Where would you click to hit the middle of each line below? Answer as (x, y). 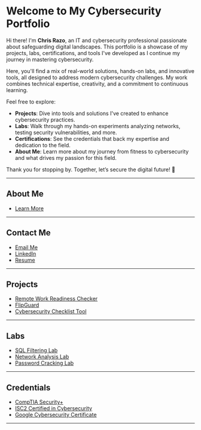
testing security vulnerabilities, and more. (66, 132)
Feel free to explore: (31, 102)
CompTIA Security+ (39, 402)
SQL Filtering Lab (36, 350)
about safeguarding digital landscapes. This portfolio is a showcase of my (97, 47)
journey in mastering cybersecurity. (50, 59)
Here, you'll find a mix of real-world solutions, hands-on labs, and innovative (100, 71)
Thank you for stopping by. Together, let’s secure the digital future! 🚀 (91, 169)
